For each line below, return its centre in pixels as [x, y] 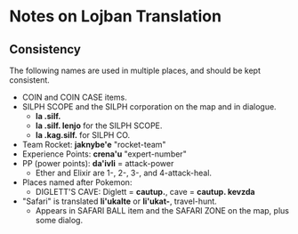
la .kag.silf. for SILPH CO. [83, 135]
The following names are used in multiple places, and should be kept [135, 70]
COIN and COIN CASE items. [74, 97]
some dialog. [59, 220]
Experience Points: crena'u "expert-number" [104, 154]
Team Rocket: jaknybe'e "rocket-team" [94, 145]
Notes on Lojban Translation [116, 16]
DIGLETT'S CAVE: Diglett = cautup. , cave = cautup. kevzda [145, 192]
